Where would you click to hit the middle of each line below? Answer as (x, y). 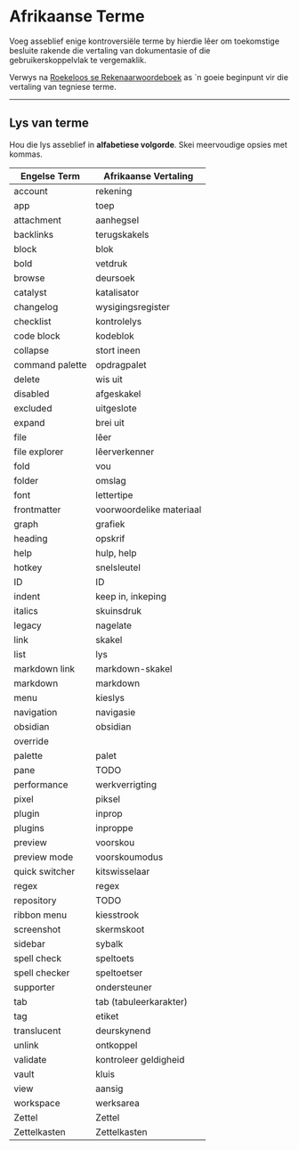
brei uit (110, 422)
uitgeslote (116, 408)
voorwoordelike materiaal (149, 510)
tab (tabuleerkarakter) (142, 1001)
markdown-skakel (134, 668)
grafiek (110, 524)
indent (27, 596)
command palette (50, 364)
